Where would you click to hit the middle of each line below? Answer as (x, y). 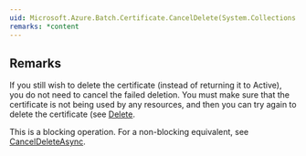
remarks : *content (44, 26)
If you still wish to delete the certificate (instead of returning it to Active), (146, 85)
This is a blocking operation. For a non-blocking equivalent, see (129, 132)
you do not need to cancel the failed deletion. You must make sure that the (150, 95)
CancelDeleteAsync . (48, 141)
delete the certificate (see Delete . (72, 114)
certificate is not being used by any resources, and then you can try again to (153, 105)
